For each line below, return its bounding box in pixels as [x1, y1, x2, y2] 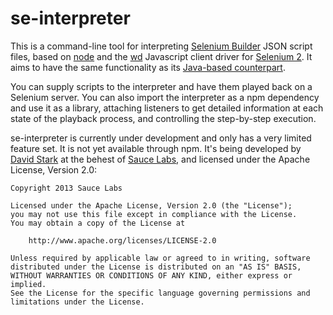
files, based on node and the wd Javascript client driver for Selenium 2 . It [10, 50, 313, 62]
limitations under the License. [10, 297, 145, 307]
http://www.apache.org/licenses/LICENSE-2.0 [28, 235, 217, 246]
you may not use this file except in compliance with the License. [10, 209, 298, 219]
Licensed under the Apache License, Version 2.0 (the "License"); [10, 200, 293, 211]
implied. [10, 279, 47, 289]
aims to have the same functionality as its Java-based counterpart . [10, 61, 286, 73]
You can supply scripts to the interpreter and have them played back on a [10, 80, 313, 92]
